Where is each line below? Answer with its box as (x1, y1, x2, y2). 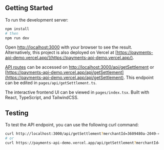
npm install (5, 26, 29, 31)
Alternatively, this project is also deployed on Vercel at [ (5, 50, 117, 55)
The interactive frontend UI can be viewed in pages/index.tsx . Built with (5, 89, 150, 95)
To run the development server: (5, 17, 68, 23)
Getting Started (5, 4, 53, 12)
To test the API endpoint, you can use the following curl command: (5, 122, 139, 128)
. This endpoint (123, 75, 154, 80)
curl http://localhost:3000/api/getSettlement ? (5, 131, 104, 136)
